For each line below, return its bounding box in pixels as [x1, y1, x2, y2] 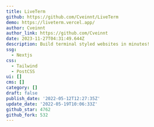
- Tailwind [11, 63, 38, 69]
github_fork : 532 [6, 112, 48, 118]
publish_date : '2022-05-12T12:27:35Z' [6, 95, 100, 101]
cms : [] [6, 80, 25, 85]
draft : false [6, 90, 38, 96]
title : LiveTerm [6, 8, 45, 15]
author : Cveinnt [6, 25, 45, 31]
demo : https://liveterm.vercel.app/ [6, 19, 95, 25]
